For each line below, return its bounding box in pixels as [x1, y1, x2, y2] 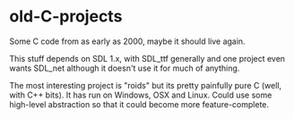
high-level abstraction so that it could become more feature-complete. [9, 98, 270, 109]
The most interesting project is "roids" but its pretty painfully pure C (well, [9, 80, 282, 90]
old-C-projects [9, 6, 123, 27]
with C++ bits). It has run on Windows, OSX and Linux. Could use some [9, 89, 272, 100]
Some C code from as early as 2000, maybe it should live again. [9, 36, 246, 47]
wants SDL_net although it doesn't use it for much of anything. [9, 63, 240, 73]
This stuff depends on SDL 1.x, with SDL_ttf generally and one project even [9, 53, 285, 64]
